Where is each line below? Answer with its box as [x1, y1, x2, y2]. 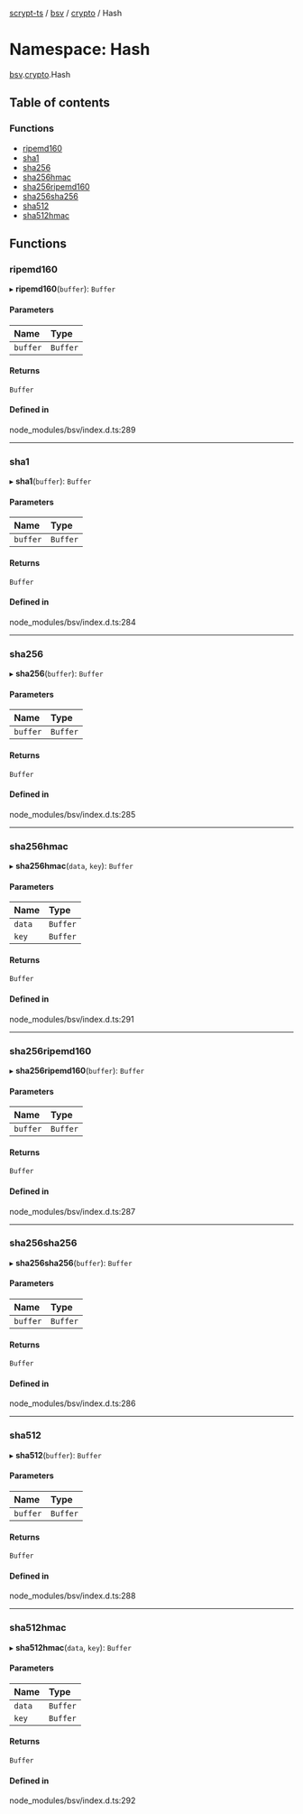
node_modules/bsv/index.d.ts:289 [9, 424, 136, 435]
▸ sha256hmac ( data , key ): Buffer [9, 861, 133, 872]
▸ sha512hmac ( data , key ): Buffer [9, 1642, 133, 1652]
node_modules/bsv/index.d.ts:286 [9, 1398, 136, 1409]
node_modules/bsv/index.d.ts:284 [9, 616, 137, 627]
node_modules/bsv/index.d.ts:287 [9, 1206, 136, 1217]
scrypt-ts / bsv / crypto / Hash [9, 8, 123, 18]
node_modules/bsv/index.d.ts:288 [9, 1590, 136, 1601]
